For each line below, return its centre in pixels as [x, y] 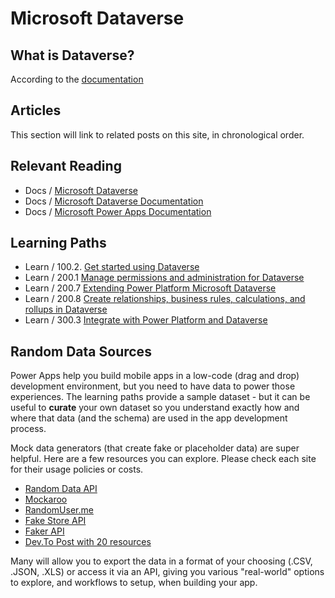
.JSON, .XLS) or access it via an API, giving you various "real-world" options [167, 572]
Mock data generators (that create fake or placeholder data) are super [155, 448]
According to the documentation [77, 79]
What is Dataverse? [72, 55]
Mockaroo [46, 499]
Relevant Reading [66, 166]
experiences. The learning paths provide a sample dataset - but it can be [160, 397]
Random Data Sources [81, 351]
